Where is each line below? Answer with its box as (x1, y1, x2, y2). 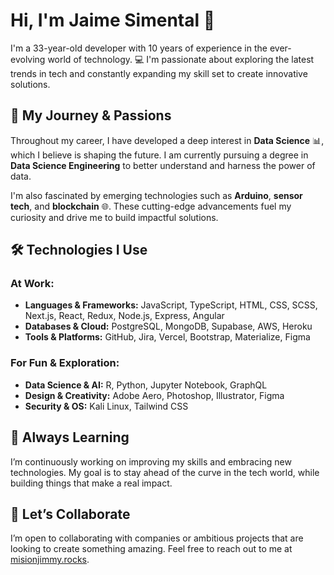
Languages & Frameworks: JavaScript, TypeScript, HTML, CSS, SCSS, (24, 299, 318, 311)
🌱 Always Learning (10, 429, 130, 446)
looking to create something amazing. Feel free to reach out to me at (10, 543, 293, 555)
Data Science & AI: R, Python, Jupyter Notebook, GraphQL (24, 379, 268, 391)
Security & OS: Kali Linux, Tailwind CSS (24, 400, 189, 412)
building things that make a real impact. (10, 477, 173, 489)
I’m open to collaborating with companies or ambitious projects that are (10, 532, 304, 544)
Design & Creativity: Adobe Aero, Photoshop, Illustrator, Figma (24, 389, 285, 401)
